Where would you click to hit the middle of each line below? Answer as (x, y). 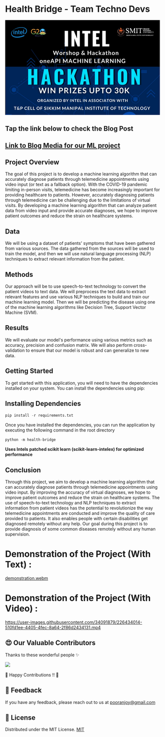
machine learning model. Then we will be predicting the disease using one (80, 302)
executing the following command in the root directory (60, 430)
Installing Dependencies (43, 404)
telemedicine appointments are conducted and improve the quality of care (80, 513)
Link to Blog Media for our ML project (63, 146)
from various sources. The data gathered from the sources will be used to (80, 249)
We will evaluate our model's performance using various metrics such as (79, 340)
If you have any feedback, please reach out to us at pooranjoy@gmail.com (80, 702)
